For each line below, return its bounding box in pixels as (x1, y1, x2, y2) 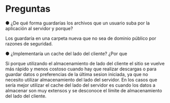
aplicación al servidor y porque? (5, 25, 73, 31)
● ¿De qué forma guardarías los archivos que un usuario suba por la (5, 20, 150, 26)
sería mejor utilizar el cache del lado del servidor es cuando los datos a (5, 82, 156, 88)
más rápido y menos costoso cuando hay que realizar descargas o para (5, 66, 157, 72)
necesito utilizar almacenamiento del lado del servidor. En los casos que (5, 76, 158, 83)
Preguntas (5, 3, 51, 15)
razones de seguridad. (5, 40, 53, 46)
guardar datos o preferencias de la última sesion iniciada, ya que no (5, 71, 148, 77)
